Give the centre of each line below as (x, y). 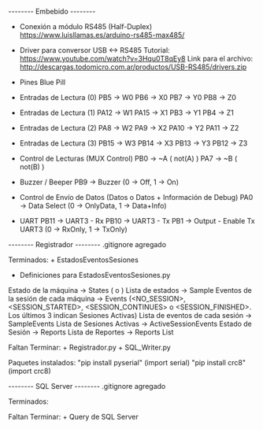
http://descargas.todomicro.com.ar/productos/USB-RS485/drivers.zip (133, 67)
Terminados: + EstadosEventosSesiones (74, 260)
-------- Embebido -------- (52, 11)
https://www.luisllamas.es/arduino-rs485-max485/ (102, 35)
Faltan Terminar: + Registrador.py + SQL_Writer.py (89, 347)
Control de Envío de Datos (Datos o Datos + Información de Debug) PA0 (136, 197)
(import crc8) (30, 371)
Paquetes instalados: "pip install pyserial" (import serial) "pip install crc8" (127, 362)
